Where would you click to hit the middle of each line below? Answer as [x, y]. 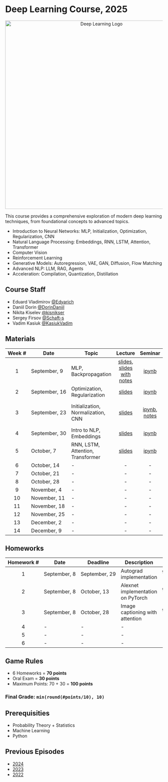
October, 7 [43, 451]
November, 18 [48, 506]
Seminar [150, 353]
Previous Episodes [35, 752]
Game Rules [24, 661]
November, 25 [48, 514]
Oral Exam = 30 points [36, 678]
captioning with [139, 613]
